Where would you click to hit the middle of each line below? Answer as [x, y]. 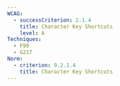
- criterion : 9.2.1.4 [45, 65]
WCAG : [15, 14]
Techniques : [24, 40]
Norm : [15, 59]
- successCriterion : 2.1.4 [52, 20]
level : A [32, 33]
